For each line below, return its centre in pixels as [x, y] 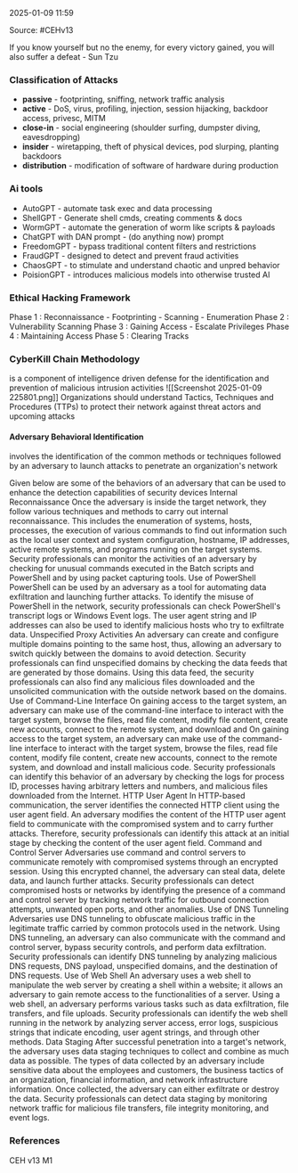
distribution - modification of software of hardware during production [150, 166]
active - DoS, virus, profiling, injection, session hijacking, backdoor [145, 109]
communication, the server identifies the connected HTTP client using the [145, 805]
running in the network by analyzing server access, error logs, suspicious [144, 1023]
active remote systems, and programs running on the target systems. [136, 550]
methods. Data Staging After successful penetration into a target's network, [148, 1042]
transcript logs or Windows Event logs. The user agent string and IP [133, 616]
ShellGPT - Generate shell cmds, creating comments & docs [132, 217]
